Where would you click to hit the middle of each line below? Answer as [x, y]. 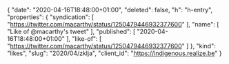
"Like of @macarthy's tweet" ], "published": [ [71, 31]
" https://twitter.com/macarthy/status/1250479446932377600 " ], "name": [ [113, 24]
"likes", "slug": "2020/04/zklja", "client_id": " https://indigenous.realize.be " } [114, 53]
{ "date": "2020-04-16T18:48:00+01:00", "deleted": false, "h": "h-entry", [110, 10]
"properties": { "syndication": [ [51, 17]
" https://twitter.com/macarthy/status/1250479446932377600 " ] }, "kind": [111, 46]
